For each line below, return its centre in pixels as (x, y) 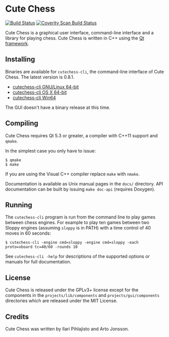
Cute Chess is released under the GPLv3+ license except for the (72, 290)
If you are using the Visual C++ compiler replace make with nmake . (73, 174)
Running (19, 205)
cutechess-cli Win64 (34, 97)
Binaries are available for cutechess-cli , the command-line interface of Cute (84, 71)
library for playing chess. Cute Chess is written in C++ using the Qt (75, 38)
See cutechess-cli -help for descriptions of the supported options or (77, 256)
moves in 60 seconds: (28, 233)
